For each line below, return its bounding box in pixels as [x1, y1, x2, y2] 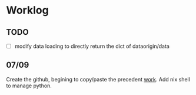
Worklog [6, 4, 49, 17]
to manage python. [6, 82, 52, 89]
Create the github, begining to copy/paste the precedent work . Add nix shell [6, 76, 190, 83]
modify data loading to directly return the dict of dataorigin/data [14, 42, 170, 50]
